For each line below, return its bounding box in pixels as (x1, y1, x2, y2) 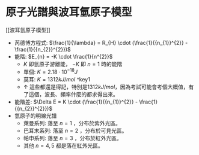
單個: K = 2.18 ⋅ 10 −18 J (23, 67, 78, 75)
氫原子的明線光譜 (14, 112, 57, 119)
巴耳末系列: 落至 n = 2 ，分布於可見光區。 (23, 127, 127, 134)
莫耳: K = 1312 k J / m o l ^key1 (23, 75, 91, 83)
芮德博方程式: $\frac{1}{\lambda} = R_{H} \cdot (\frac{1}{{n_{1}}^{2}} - (14, 39, 188, 46)
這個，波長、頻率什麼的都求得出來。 (28, 90, 118, 98)
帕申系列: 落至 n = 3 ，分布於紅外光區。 (23, 134, 122, 141)
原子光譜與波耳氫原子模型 (5, 5, 133, 19)
